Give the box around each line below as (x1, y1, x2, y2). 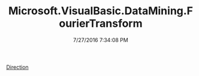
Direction (6, 64, 29, 71)
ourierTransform (59, 17, 143, 30)
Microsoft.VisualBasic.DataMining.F (8, 4, 194, 18)
